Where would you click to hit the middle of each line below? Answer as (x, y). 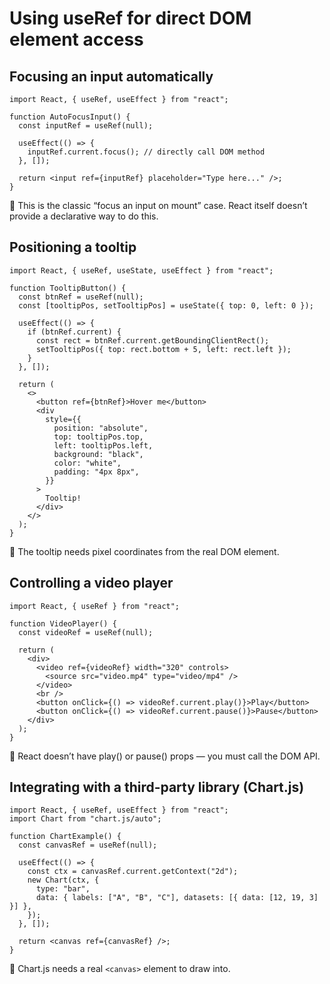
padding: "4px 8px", (96, 472)
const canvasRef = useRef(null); (88, 845)
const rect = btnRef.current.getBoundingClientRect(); (152, 340)
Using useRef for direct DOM (130, 18)
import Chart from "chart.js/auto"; (85, 819)
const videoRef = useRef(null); (86, 632)
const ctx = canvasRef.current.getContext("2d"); (133, 872)
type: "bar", (63, 889)
